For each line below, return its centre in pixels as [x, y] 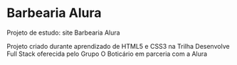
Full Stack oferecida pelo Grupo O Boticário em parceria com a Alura [107, 54]
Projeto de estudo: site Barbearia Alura [63, 32]
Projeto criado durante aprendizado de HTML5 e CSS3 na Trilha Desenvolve [118, 46]
